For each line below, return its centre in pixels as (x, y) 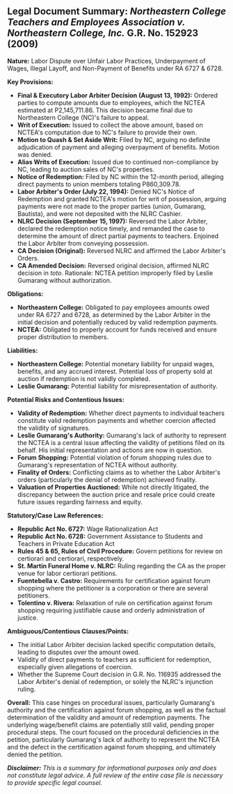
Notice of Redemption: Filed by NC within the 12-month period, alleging (120, 176)
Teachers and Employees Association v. (96, 23)
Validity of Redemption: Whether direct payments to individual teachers (121, 413)
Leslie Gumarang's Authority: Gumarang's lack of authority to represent (122, 435)
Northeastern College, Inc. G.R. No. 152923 (103, 33)
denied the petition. (35, 754)
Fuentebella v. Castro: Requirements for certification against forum (114, 580)
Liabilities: (23, 350)
